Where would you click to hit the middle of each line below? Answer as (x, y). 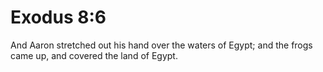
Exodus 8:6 (58, 17)
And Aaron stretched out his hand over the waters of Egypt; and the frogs (161, 45)
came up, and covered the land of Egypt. (94, 55)
